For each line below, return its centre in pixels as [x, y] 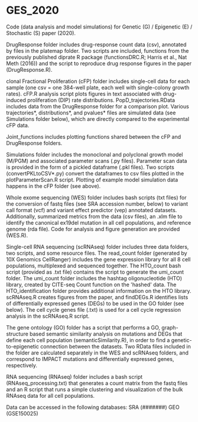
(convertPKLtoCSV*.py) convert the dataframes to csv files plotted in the [95, 173]
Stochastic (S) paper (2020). [41, 33]
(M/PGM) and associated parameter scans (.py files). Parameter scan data [97, 161]
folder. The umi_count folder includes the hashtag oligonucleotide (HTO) [94, 278]
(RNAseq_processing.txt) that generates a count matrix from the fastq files [97, 383]
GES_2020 [33, 10]
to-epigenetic [23, 346]
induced [16, 100]
